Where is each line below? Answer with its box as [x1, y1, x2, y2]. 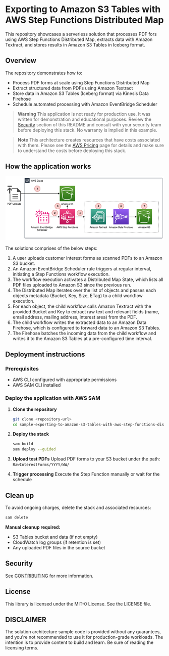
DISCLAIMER [5, 615, 46, 624]
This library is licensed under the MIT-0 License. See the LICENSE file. [5, 600, 151, 607]
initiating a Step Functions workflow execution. [12, 271, 110, 277]
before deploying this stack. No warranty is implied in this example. [17, 127, 157, 133]
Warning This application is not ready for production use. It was [17, 111, 151, 117]
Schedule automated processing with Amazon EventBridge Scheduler [12, 101, 157, 107]
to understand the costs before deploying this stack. [17, 148, 127, 154]
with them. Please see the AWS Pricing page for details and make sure [17, 142, 164, 148]
